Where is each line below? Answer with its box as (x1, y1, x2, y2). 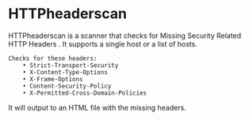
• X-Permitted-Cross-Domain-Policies (22, 88, 147, 97)
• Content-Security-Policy (22, 82, 112, 90)
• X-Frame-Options (22, 75, 83, 83)
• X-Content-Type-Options (22, 68, 109, 76)
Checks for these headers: (8, 54, 98, 62)
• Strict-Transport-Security (22, 61, 119, 69)
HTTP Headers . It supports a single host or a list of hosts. (8, 39, 198, 48)
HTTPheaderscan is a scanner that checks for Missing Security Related (8, 31, 242, 40)
